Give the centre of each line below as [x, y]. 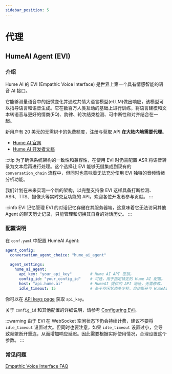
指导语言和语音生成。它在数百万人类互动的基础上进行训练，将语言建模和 [86, 108]
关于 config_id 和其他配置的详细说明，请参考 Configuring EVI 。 [72, 310]
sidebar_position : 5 [27, 10]
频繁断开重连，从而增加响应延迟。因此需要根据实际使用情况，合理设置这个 [88, 333]
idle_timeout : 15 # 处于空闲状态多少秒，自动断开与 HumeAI [93, 288]
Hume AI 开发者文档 [34, 149]
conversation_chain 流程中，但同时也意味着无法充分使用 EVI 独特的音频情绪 [85, 173]
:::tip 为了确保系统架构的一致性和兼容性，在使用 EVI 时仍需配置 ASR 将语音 [84, 160]
